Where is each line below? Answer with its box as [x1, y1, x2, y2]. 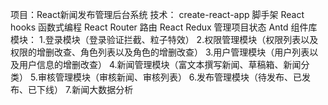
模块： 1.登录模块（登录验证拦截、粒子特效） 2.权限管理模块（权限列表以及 [10, 34, 319, 45]
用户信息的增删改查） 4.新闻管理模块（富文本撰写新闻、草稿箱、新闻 [18, 59, 302, 70]
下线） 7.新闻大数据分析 [36, 84, 134, 95]
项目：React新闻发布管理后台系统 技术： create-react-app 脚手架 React [10, 9, 305, 20]
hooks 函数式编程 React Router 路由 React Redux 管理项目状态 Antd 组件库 [10, 21, 318, 33]
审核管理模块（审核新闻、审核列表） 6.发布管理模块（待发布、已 [37, 71, 303, 83]
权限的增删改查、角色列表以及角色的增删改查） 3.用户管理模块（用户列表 [10, 46, 310, 58]
